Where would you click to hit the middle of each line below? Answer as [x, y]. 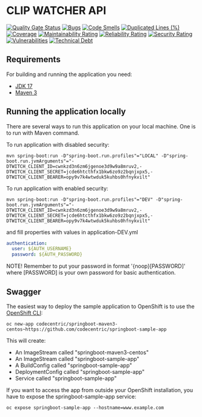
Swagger [24, 292]
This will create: [26, 341]
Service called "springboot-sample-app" [66, 378]
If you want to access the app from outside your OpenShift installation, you [100, 390]
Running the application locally [66, 112]
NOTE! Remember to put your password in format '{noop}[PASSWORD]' [96, 266]
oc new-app [20, 324]
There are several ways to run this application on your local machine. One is [101, 126]
